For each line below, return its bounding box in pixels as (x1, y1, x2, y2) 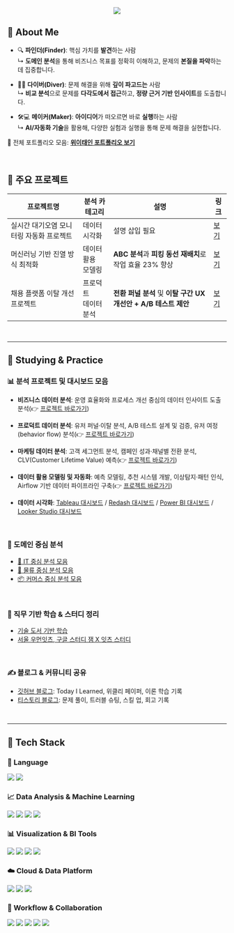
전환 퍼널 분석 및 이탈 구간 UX (113, 288, 205, 298)
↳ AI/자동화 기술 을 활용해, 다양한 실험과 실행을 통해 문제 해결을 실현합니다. (17, 123, 221, 132)
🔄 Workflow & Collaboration (7, 902, 103, 912)
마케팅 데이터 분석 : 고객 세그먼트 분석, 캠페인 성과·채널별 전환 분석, (17, 447, 197, 456)
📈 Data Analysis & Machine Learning (7, 792, 135, 801)
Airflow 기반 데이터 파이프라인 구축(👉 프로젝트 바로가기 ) (17, 481, 173, 490)
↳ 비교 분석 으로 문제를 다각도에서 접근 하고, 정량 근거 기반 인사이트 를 (17, 88, 203, 97)
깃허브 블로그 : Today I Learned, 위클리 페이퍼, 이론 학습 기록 (17, 687, 182, 695)
